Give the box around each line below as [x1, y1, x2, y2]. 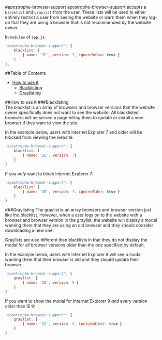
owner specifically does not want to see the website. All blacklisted [5, 110, 139, 115]
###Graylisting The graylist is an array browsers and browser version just [5, 207, 151, 213]
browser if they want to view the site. [5, 120, 79, 126]
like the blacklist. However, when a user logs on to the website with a [5, 212, 142, 218]
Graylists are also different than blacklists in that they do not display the [5, 237, 147, 243]
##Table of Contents [5, 70, 46, 76]
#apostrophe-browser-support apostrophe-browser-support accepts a [5, 4, 147, 10]
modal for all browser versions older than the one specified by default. [5, 242, 145, 248]
